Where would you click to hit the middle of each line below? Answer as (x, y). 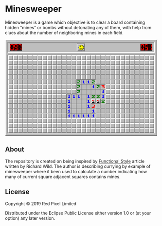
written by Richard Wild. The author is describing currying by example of (78, 166)
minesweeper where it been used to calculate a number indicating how (76, 171)
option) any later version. (30, 218)
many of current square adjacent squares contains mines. (63, 177)
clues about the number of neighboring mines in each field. (64, 32)
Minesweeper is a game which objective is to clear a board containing (75, 22)
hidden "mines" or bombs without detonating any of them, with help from (78, 27)
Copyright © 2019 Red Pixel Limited (41, 203)
